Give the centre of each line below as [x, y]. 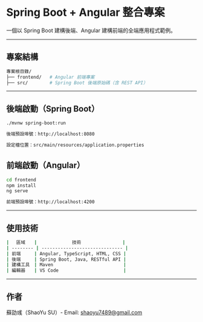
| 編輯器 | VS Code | [66, 270]
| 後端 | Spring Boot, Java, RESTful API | [66, 259]
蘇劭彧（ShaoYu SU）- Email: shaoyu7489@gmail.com [74, 312]
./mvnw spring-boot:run [36, 123]
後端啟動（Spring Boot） [53, 109]
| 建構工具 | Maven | [66, 265]
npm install [21, 186]
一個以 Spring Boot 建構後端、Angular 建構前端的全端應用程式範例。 [91, 30]
